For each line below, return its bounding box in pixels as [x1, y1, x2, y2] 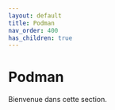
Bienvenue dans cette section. [8, 95, 107, 104]
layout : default [8, 11, 62, 20]
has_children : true [8, 33, 73, 42]
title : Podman [8, 19, 56, 27]
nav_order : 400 [8, 26, 59, 34]
